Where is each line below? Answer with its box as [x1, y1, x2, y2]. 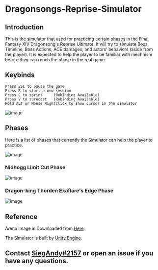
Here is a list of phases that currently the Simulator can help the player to [5, 137, 153, 143]
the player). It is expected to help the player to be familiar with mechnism [5, 51, 153, 57]
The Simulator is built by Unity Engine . [5, 235, 82, 241]
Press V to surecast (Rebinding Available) [5, 97, 100, 101]
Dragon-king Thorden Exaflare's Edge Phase [5, 187, 114, 194]
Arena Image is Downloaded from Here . [5, 225, 85, 231]
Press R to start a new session [5, 88, 71, 93]
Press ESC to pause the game [5, 84, 65, 89]
